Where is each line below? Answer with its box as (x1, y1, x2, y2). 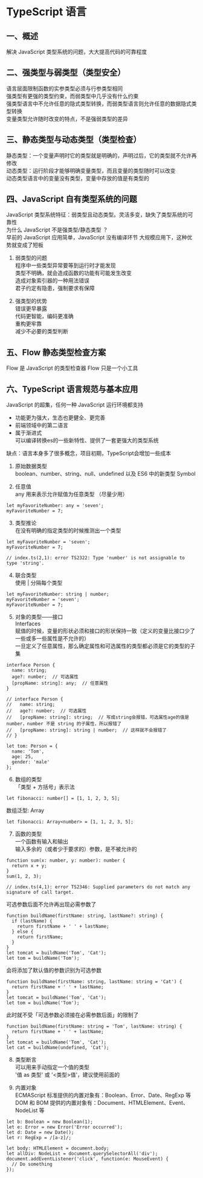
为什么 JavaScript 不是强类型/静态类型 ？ (6, 226, 109, 233)
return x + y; (11, 863, 47, 869)
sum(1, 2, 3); (6, 873, 42, 880)
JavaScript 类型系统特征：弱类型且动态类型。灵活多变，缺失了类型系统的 (6, 211, 188, 218)
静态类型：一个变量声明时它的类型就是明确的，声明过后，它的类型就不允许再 (6, 151, 197, 159)
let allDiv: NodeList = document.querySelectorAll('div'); (6, 1151, 158, 1157)
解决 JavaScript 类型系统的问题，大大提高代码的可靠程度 (6, 48, 147, 55)
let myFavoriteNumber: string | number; (6, 591, 110, 597)
